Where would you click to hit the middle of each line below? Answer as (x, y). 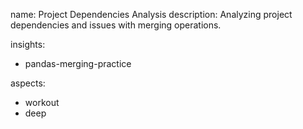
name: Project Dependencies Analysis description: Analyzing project (151, 14)
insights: (28, 44)
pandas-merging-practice (78, 63)
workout (42, 102)
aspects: (28, 83)
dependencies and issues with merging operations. (116, 25)
